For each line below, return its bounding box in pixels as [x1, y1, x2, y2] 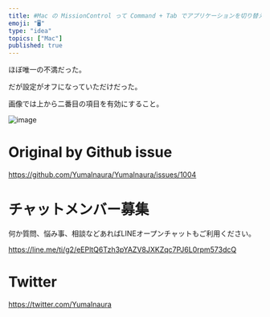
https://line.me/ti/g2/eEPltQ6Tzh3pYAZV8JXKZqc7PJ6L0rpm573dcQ [8, 245, 237, 254]
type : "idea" [8, 27, 52, 35]
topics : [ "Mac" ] [8, 34, 63, 43]
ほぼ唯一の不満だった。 [8, 65, 86, 75]
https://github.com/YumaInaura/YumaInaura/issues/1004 [8, 170, 197, 179]
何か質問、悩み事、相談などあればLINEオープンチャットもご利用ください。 [8, 228, 256, 238]
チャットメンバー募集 [8, 200, 149, 219]
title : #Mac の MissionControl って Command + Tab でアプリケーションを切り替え [8, 11, 264, 20]
